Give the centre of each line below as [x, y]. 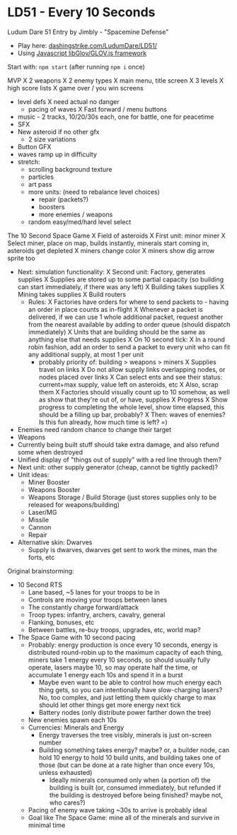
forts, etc [41, 557]
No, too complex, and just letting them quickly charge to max [127, 697]
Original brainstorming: [41, 571]
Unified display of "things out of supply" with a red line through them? [119, 460]
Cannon [40, 527]
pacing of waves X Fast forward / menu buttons [98, 109]
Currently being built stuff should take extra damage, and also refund [118, 444]
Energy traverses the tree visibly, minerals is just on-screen [125, 735]
